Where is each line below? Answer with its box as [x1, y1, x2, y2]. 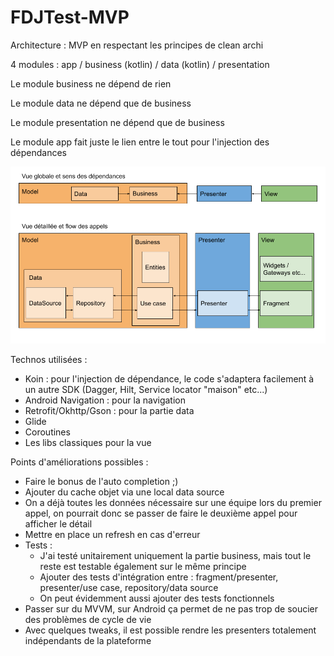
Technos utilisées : [10, 354, 88, 366]
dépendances [10, 146, 67, 158]
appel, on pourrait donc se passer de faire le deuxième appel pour [24, 507, 298, 520]
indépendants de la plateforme [24, 635, 152, 647]
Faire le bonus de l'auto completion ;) [24, 476, 179, 488]
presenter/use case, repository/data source [39, 582, 219, 594]
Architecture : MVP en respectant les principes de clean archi [10, 39, 264, 51]
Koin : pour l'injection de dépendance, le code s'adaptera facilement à [24, 373, 315, 385]
